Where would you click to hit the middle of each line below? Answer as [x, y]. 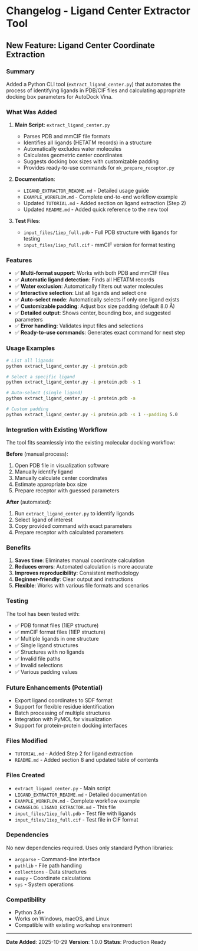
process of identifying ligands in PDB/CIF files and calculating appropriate [96, 90]
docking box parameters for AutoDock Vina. [60, 96]
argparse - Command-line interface [57, 859]
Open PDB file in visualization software [62, 466]
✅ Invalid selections [39, 665]
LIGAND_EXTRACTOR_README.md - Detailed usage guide [86, 191]
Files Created [26, 775]
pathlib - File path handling [48, 865]
